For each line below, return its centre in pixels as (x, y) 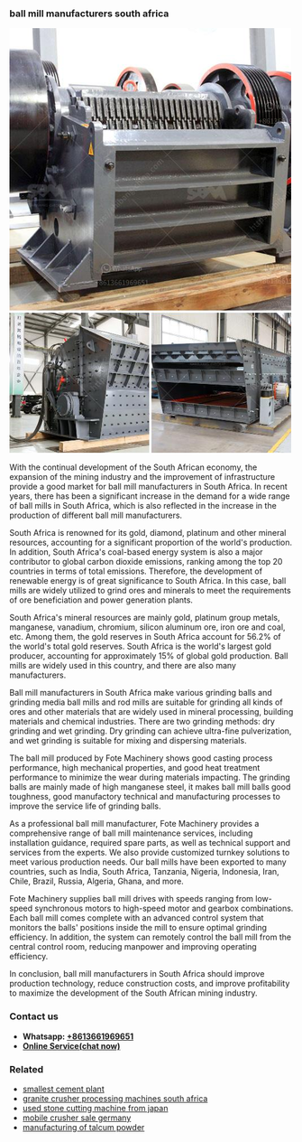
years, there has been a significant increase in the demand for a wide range (150, 496)
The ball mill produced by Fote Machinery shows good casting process (141, 758)
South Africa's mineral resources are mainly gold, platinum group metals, (145, 618)
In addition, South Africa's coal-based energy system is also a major (136, 552)
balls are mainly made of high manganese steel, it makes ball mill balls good (150, 787)
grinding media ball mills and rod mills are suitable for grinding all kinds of (146, 702)
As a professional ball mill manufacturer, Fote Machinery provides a (134, 824)
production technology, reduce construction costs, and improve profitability (150, 984)
